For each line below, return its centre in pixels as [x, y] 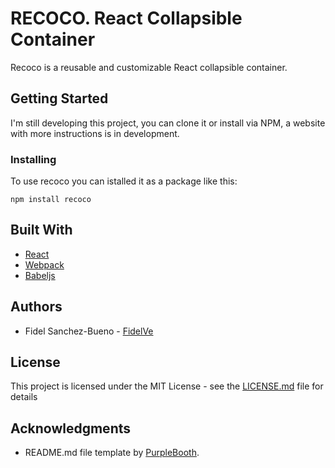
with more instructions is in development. [95, 133]
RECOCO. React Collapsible [126, 18]
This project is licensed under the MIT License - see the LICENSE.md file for [167, 386]
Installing [33, 159]
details [24, 397]
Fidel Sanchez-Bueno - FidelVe [89, 331]
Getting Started [59, 98]
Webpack [44, 264]
